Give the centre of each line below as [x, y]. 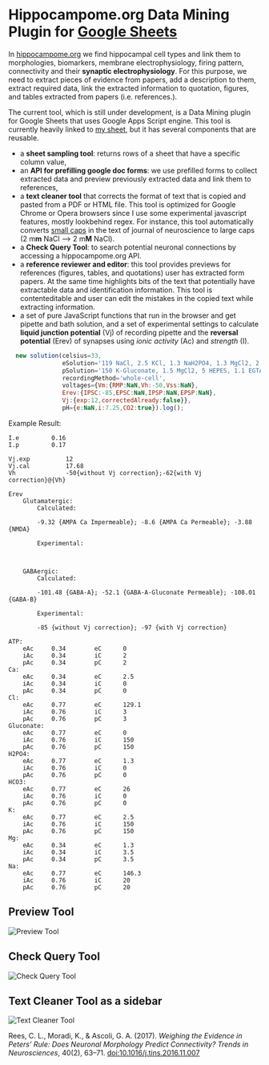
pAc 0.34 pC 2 [75, 663]
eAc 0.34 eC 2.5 [78, 677]
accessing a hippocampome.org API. [80, 255]
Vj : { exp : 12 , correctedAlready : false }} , [127, 400]
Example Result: [35, 423]
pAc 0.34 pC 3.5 [78, 859]
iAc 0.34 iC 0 [75, 684]
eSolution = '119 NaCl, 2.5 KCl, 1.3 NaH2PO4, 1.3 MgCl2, [157, 363]
